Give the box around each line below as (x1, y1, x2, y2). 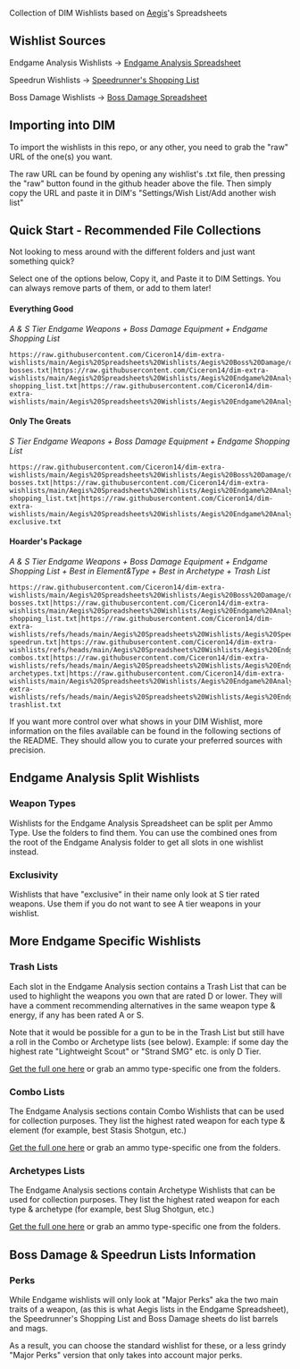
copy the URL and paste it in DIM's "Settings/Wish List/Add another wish (9, 187, 277, 198)
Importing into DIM (9, 118, 116, 133)
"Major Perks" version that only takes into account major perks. (9, 1350, 243, 1360)
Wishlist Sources (9, 33, 106, 48)
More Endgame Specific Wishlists (9, 934, 201, 949)
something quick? (9, 256, 75, 267)
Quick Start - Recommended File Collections (9, 223, 262, 238)
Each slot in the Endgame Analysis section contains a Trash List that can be (9, 981, 287, 991)
